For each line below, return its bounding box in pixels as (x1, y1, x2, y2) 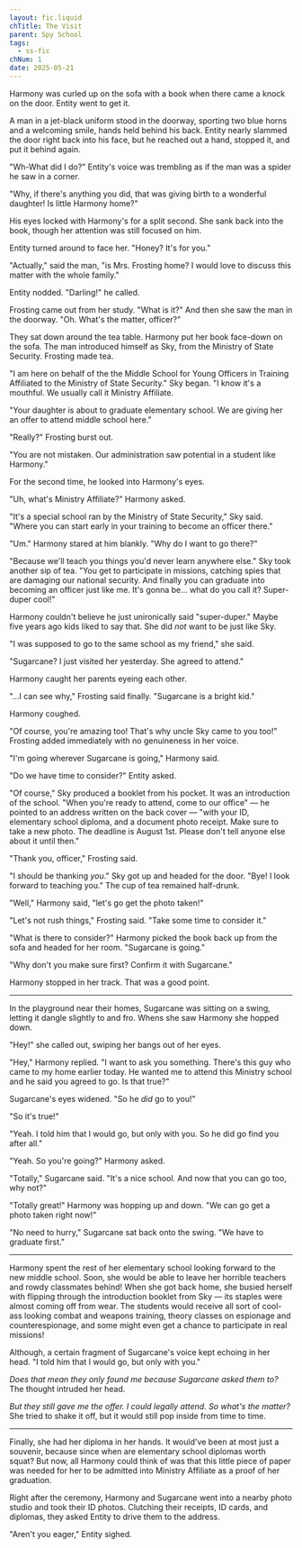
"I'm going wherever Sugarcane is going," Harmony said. (9, 752, 220, 763)
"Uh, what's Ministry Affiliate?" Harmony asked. (9, 493, 186, 505)
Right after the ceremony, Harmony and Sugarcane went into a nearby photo (9, 1492, 292, 1503)
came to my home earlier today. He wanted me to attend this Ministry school (9, 1066, 292, 1077)
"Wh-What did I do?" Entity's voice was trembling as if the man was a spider (9, 161, 292, 172)
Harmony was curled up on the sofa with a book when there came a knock (9, 87, 286, 99)
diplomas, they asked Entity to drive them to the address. (9, 1511, 220, 1522)
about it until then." (9, 835, 80, 846)
